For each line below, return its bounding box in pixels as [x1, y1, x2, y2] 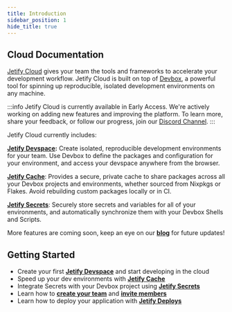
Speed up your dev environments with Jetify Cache [17, 275, 166, 283]
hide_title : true [7, 23, 57, 30]
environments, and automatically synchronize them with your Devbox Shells [7, 208, 224, 216]
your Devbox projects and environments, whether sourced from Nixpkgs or [7, 180, 222, 188]
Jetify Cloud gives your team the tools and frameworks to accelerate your [7, 67, 217, 76]
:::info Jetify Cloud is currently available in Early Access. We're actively [7, 103, 210, 111]
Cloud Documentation [7, 49, 104, 60]
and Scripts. [7, 216, 42, 224]
